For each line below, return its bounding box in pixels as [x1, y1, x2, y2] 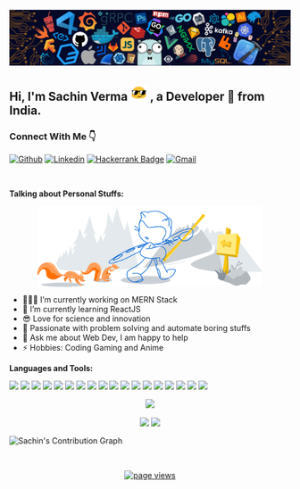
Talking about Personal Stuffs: [9, 188, 124, 199]
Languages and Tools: [9, 362, 94, 373]
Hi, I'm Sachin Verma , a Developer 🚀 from [9, 88, 265, 104]
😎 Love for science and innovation [21, 313, 151, 324]
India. [9, 103, 42, 118]
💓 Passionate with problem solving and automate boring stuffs [21, 322, 252, 333]
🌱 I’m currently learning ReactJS [21, 303, 141, 314]
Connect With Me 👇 [9, 130, 96, 143]
